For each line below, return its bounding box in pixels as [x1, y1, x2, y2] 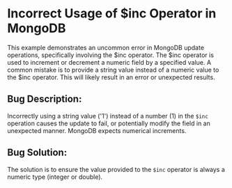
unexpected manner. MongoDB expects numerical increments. [7, 126, 187, 134]
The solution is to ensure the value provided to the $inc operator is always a [7, 165, 225, 173]
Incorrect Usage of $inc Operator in [7, 6, 217, 22]
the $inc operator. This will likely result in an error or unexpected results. [7, 72, 215, 81]
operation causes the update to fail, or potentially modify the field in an [7, 119, 210, 127]
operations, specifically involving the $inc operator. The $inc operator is [7, 51, 215, 59]
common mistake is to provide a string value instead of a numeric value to [7, 65, 219, 74]
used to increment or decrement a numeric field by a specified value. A [7, 58, 211, 66]
